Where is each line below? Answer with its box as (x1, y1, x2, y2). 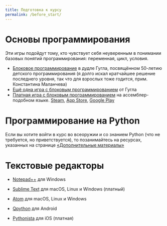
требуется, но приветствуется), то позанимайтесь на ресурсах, (5, 137, 142, 143)
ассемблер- (122, 92, 149, 98)
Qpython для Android (12, 205, 57, 211)
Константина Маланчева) (12, 81, 67, 87)
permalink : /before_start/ (5, 12, 62, 17)
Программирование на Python (5, 115, 140, 126)
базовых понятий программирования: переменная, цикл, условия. (5, 56, 149, 62)
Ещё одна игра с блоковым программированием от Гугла (12, 86, 137, 93)
